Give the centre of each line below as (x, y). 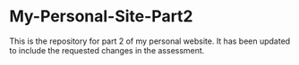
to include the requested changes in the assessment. (107, 50)
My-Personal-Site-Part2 (102, 16)
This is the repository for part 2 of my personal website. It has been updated (150, 41)
